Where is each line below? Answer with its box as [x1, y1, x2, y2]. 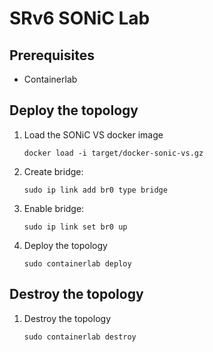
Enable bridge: [23, 202, 85, 214]
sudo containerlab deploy [23, 258, 132, 269]
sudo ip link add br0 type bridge [23, 185, 168, 195]
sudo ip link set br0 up [23, 222, 128, 232]
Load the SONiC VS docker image [23, 128, 164, 141]
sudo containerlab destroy [23, 332, 137, 342]
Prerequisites [9, 47, 95, 64]
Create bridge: [23, 165, 84, 177]
